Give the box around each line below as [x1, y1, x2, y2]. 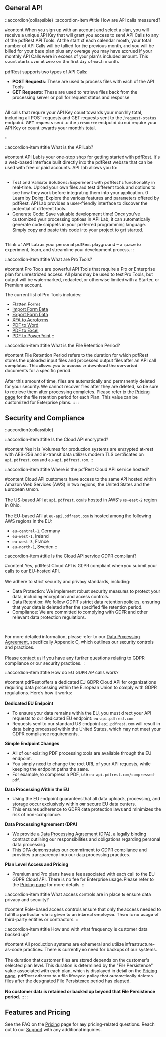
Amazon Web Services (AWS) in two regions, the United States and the [5, 481, 150, 487]
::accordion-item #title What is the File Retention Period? [5, 342, 120, 348]
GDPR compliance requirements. [12, 731, 79, 737]
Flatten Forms [12, 301, 41, 307]
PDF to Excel [12, 327, 39, 333]
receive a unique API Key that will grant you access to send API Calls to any [5, 32, 159, 38]
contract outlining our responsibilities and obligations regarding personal [12, 836, 161, 842]
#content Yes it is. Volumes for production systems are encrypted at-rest [5, 446, 154, 452]
